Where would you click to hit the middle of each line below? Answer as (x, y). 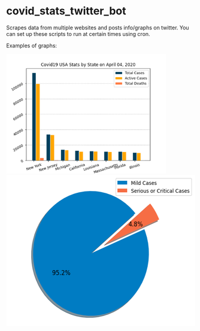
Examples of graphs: (32, 45)
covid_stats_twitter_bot (66, 11)
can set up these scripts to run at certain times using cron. (78, 34)
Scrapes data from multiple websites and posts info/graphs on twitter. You (98, 28)
